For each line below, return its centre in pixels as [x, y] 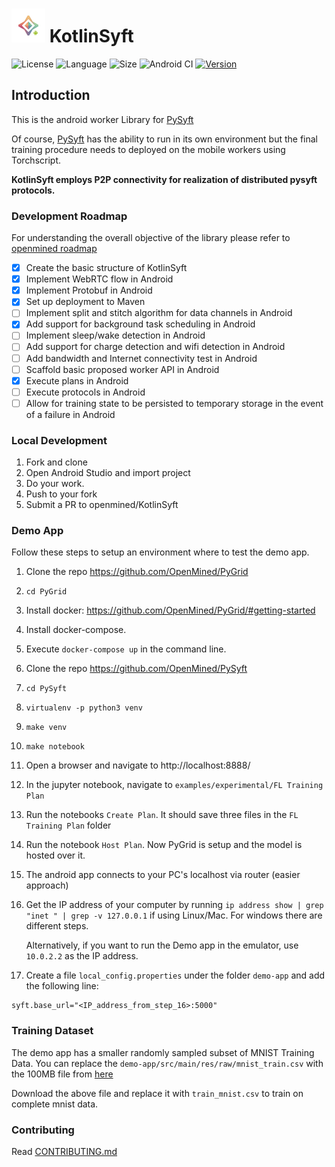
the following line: [62, 986]
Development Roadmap [69, 216]
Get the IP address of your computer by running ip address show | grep [174, 905]
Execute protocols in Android [85, 392]
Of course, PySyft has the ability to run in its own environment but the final [165, 139]
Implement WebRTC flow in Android [99, 279]
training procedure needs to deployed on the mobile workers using [148, 149]
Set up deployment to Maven [85, 302]
